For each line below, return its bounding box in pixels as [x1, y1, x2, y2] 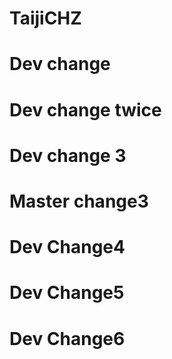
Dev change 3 [9, 144, 127, 167]
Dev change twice [9, 98, 162, 121]
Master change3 [9, 190, 149, 212]
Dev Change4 [9, 236, 126, 259]
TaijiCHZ [9, 7, 82, 30]
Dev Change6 [9, 327, 126, 350]
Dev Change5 [9, 282, 125, 304]
